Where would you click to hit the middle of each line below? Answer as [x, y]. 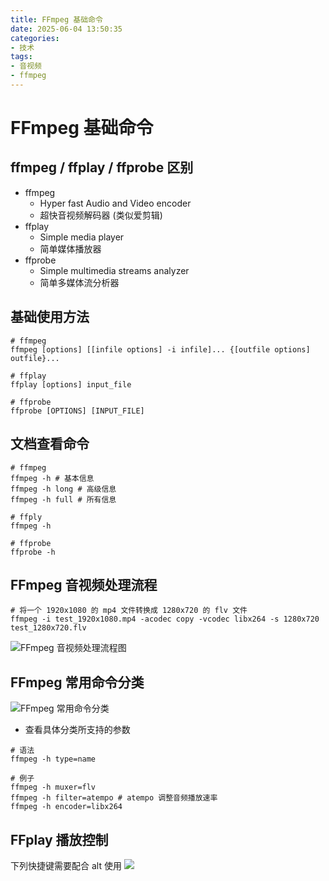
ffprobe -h [33, 552]
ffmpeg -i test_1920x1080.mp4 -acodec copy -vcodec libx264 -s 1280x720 [165, 619]
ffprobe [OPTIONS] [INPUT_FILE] [77, 411]
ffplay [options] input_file [71, 384]
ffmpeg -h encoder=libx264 [66, 807]
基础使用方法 [50, 317]
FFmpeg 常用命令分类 [77, 682]
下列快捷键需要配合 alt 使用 [66, 865]
